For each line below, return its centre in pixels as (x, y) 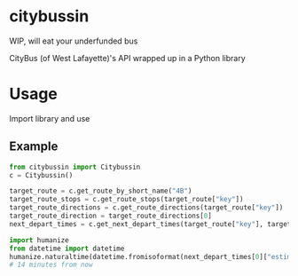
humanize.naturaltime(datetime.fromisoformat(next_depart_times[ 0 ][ (138, 256)
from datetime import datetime (67, 248)
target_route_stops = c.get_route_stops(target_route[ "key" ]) (126, 200)
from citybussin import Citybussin (75, 167)
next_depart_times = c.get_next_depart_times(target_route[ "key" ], (137, 224)
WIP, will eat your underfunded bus (74, 41)
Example (34, 147)
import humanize (39, 240)
